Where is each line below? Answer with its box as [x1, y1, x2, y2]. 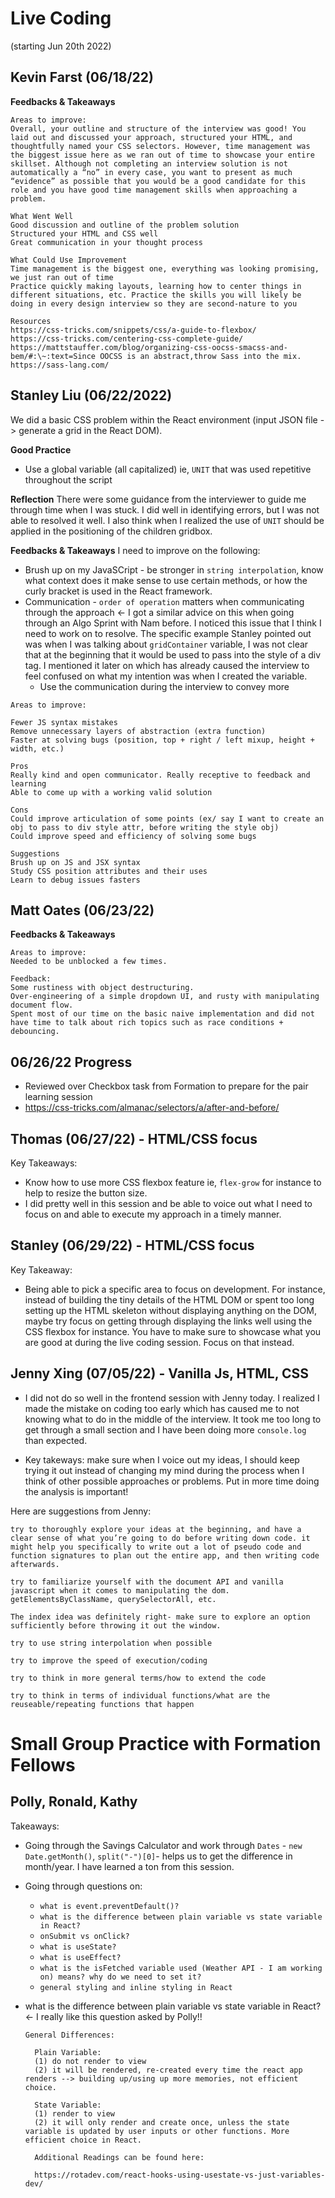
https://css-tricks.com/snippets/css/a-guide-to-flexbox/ [10, 325, 257, 335]
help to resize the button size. [24, 1187, 148, 1199]
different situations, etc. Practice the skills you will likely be [10, 290, 302, 300]
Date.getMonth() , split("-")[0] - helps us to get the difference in [24, 1850, 293, 1862]
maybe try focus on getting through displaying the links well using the [24, 1315, 313, 1327]
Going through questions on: [24, 1880, 143, 1892]
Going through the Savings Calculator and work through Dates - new [24, 1839, 303, 1851]
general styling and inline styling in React [39, 1982, 233, 1992]
